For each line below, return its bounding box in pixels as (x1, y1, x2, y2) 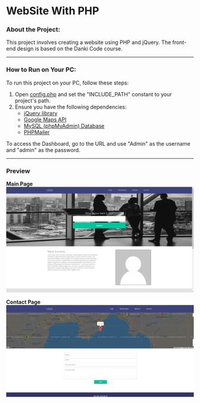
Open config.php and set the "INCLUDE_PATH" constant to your (14, 90, 173, 97)
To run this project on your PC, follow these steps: (6, 79, 129, 86)
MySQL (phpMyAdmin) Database (23, 122, 105, 129)
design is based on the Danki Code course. (17, 45, 123, 52)
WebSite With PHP (6, 4, 99, 18)
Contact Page (6, 298, 40, 306)
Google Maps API (23, 116, 67, 123)
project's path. (14, 97, 51, 104)
